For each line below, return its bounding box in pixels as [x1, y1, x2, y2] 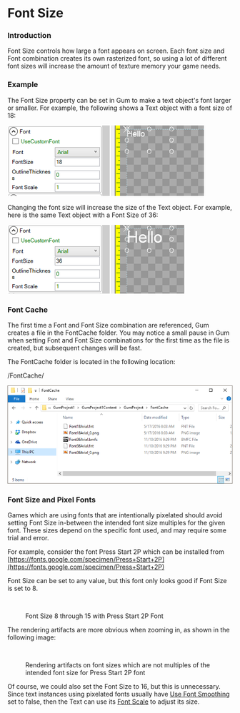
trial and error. [7, 534, 49, 542]
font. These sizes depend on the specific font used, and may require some [7, 526, 227, 535]
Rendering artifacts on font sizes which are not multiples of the [25, 661, 211, 669]
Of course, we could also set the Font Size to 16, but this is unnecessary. [7, 682, 221, 691]
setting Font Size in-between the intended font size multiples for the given [7, 519, 226, 527]
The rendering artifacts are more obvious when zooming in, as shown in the [7, 626, 230, 634]
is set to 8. [7, 584, 38, 593]
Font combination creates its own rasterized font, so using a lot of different [7, 54, 227, 63]
